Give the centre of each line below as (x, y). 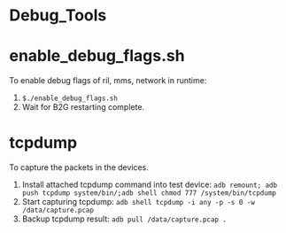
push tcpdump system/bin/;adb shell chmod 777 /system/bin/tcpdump (149, 193)
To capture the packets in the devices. (79, 167)
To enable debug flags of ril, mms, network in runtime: (108, 81)
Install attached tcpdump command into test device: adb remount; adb (149, 185)
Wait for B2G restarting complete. (83, 107)
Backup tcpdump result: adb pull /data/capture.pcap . (124, 219)
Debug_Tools (58, 16)
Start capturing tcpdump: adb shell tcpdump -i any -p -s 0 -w (138, 202)
